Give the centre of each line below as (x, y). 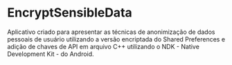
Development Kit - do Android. (51, 54)
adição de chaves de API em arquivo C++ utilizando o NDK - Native (103, 46)
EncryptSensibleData (70, 13)
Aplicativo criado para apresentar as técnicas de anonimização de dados (111, 32)
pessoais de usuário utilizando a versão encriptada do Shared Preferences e (116, 39)
